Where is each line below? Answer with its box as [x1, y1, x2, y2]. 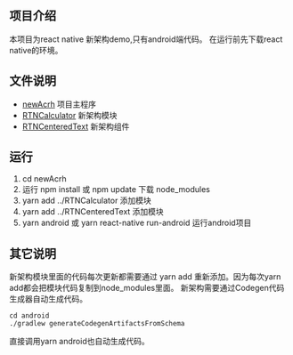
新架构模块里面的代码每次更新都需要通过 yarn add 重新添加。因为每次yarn [9, 271, 281, 282]
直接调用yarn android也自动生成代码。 [9, 336, 150, 347]
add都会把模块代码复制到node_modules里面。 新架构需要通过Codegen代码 [9, 283, 285, 294]
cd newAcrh [21, 173, 67, 184]
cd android [9, 311, 50, 320]
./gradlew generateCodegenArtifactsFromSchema [9, 319, 185, 328]
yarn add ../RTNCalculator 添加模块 [21, 195, 151, 206]
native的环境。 [9, 44, 63, 55]
